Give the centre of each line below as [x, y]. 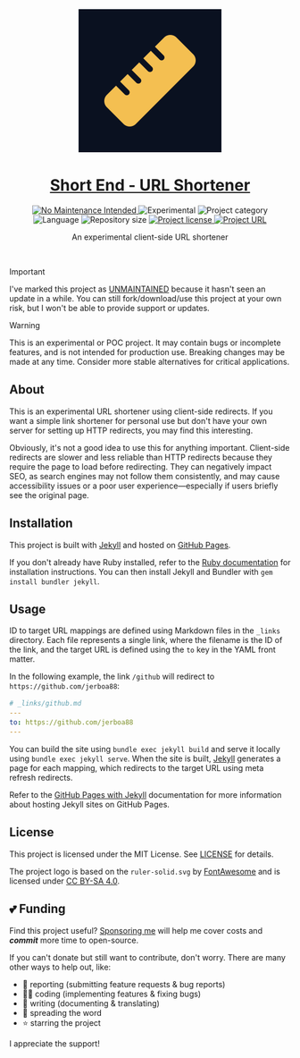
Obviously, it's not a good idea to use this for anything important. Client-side [150, 447]
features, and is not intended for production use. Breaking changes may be [147, 351]
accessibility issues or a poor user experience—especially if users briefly [144, 486]
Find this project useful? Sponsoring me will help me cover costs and [136, 930]
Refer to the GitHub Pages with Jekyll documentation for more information [146, 794]
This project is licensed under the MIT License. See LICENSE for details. [142, 854]
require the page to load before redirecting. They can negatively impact [141, 466]
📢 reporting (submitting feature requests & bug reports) [124, 984]
